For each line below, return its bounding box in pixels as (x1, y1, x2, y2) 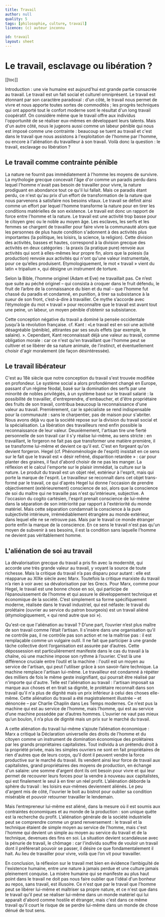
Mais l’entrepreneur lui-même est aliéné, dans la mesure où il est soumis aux (5, 803, 161, 809)
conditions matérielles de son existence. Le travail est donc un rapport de (5, 208, 154, 214)
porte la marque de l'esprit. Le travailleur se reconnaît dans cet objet (5, 475, 144, 481)
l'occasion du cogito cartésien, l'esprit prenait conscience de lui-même (5, 496, 149, 501)
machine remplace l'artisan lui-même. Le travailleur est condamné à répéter (5, 669, 159, 675)
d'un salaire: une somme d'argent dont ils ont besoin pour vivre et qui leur (5, 768, 155, 774)
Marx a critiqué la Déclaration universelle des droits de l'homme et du (5, 731, 146, 737)
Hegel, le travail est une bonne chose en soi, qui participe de (5, 586, 129, 592)
